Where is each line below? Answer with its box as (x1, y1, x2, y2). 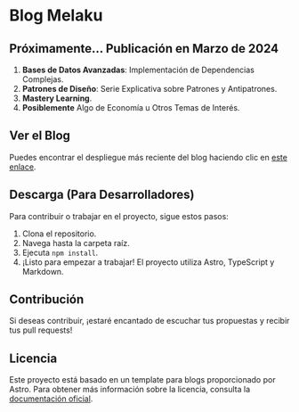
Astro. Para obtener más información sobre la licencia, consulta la (9, 384, 251, 395)
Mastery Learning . (21, 93, 93, 103)
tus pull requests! (9, 325, 73, 335)
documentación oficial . (9, 393, 93, 404)
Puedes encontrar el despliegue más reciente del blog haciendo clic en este (9, 152, 287, 162)
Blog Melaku (9, 5, 103, 26)
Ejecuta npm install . (21, 247, 99, 258)
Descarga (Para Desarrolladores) (9, 187, 195, 202)
